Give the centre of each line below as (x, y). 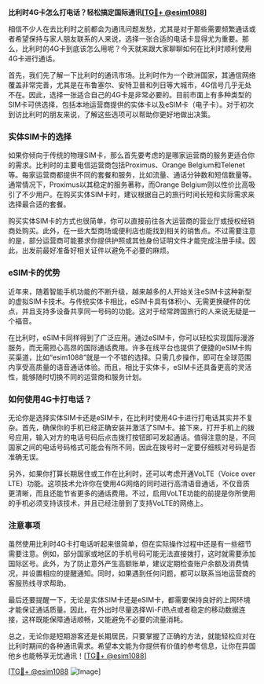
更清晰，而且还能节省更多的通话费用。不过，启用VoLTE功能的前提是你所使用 (132, 493)
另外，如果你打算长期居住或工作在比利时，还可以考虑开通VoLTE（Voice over (132, 474)
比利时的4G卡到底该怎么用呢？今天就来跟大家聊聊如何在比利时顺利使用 (137, 49)
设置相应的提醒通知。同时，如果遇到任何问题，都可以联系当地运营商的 (142, 573)
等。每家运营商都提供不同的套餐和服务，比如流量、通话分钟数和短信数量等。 (132, 175)
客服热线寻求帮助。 (39, 583)
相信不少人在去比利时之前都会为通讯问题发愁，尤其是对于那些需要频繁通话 (128, 29)
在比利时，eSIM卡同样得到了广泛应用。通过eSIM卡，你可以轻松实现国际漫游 (132, 338)
